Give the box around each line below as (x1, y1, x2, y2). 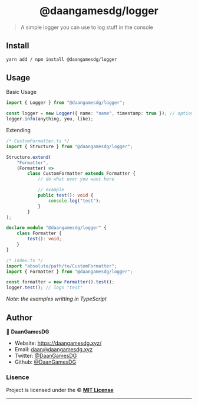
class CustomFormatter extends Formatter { (27, 171, 136, 177)
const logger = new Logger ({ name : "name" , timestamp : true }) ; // (6, 110, 176, 116)
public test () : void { (37, 192, 94, 198)
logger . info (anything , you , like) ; (6, 116, 94, 122)
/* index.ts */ (6, 257, 44, 263)
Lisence (6, 373, 29, 381)
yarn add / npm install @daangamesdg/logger (6, 56, 117, 63)
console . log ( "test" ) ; (48, 198, 101, 204)
